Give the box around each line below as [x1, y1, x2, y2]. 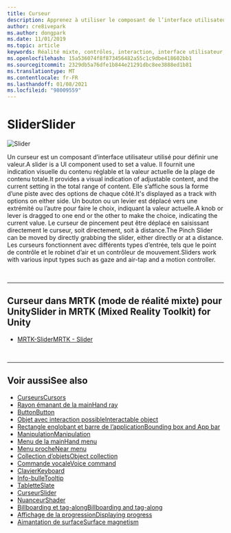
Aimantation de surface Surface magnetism [16, 518, 139, 526]
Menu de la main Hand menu [16, 437, 98, 445]
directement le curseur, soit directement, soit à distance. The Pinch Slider [7, 226, 213, 234]
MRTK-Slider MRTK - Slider [16, 335, 93, 343]
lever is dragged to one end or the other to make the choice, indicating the [7, 212, 218, 220]
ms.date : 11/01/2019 [7, 36, 67, 43]
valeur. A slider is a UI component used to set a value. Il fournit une [7, 160, 195, 169]
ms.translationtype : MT [7, 68, 76, 74]
